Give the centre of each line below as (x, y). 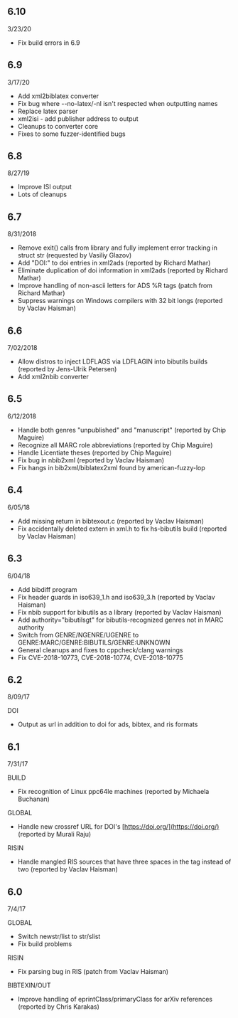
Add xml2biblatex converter (58, 96)
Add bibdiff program (47, 589)
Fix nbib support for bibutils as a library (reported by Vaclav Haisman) (119, 612)
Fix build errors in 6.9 (49, 43)
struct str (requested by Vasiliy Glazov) (75, 255)
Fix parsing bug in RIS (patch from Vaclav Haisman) (93, 971)
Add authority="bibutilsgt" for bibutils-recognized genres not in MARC (120, 620)
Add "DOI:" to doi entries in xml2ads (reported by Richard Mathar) (114, 263)
